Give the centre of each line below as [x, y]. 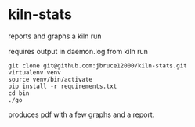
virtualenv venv [34, 72]
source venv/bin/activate [50, 79]
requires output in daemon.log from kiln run [78, 51]
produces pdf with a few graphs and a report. [81, 114]
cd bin [19, 93]
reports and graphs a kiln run [55, 36]
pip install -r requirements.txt [63, 86]
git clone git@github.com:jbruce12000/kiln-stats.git [98, 65]
